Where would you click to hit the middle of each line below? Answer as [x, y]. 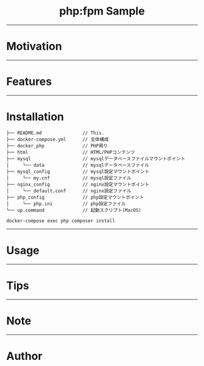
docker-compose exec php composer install [61, 221]
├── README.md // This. [55, 133]
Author [24, 356]
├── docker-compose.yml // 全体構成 [58, 139]
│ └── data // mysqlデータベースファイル [78, 165]
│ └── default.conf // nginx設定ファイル [69, 191]
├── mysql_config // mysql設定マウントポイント [78, 171]
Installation [35, 117]
